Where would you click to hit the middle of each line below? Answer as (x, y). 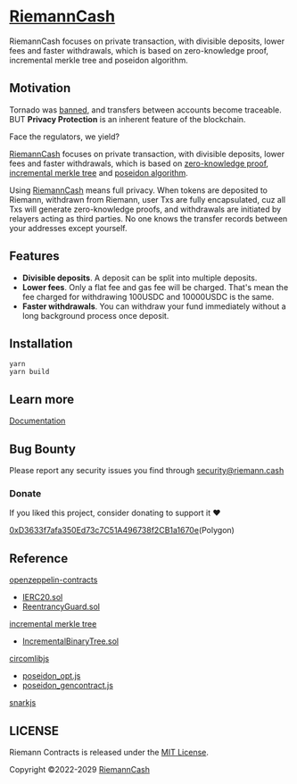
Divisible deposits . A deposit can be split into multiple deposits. (140, 278)
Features (34, 256)
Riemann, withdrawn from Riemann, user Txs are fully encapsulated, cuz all (148, 199)
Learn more (42, 399)
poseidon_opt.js (51, 676)
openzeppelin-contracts (54, 580)
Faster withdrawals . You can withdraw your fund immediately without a (154, 306)
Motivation (40, 88)
